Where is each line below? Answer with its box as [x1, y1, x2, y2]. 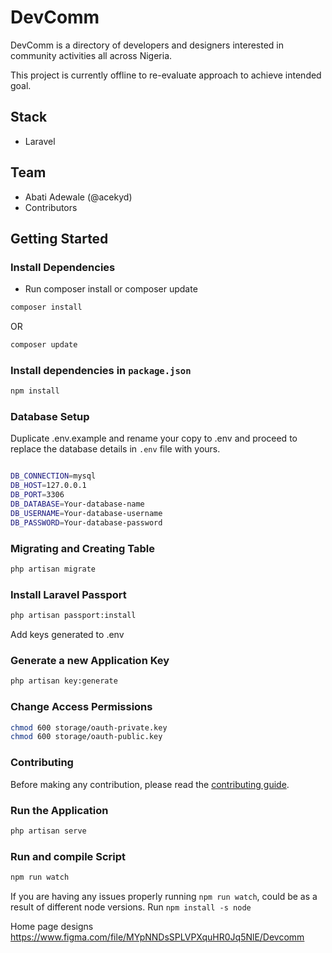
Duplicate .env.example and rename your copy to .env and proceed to [10, 432, 298, 445]
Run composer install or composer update [24, 283, 198, 295]
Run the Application [10, 803, 109, 817]
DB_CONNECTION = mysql [10, 471, 97, 481]
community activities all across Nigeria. [10, 49, 173, 61]
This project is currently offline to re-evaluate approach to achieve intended [10, 69, 322, 81]
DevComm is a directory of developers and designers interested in [10, 39, 285, 51]
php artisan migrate [10, 564, 97, 575]
